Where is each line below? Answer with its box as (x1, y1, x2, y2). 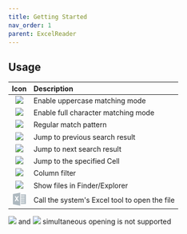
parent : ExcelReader (8, 30, 78, 38)
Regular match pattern (33, 120, 107, 129)
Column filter (33, 169, 77, 178)
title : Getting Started (8, 13, 88, 21)
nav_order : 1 (8, 21, 52, 30)
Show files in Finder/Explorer (33, 180, 129, 190)
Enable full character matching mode (33, 108, 155, 117)
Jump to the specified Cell (33, 157, 120, 166)
